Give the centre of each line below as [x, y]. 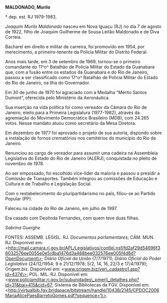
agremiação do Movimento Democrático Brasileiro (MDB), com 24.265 [77, 118]
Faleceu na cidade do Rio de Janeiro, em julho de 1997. [61, 208]
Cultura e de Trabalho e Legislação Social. [48, 184]
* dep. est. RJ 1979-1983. [31, 17]
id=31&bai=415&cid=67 [29, 285]
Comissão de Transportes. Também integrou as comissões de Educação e [81, 178]
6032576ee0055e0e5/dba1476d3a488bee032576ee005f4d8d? [70, 253]
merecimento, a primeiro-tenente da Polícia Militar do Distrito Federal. [77, 52]
